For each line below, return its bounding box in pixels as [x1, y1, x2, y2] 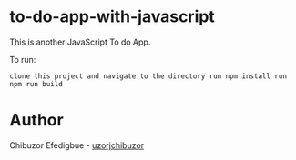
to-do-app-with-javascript [9, 6, 216, 27]
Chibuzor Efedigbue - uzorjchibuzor [9, 139, 144, 151]
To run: [9, 54, 36, 65]
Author [9, 110, 64, 131]
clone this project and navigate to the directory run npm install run [9, 71, 287, 81]
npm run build [9, 79, 64, 88]
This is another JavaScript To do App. [9, 36, 151, 47]
